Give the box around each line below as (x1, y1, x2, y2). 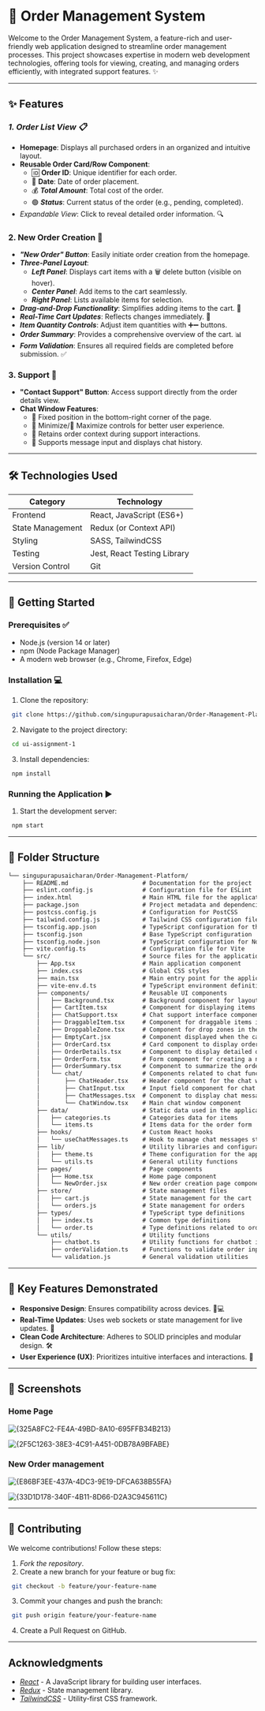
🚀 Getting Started (8, 596, 95, 610)
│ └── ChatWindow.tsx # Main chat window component (36, 1099, 242, 1107)
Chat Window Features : (19, 404, 99, 413)
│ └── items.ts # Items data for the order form (36, 1121, 252, 1129)
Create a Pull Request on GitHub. (19, 1626, 127, 1635)
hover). (31, 278, 55, 287)
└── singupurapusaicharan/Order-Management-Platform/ (8, 872, 189, 880)
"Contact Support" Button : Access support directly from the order (19, 387, 238, 397)
